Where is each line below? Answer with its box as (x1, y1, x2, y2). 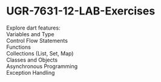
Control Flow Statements (6, 37, 68, 44)
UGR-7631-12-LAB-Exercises (6, 4, 156, 18)
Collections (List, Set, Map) (6, 49, 74, 57)
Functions (6, 43, 31, 51)
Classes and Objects (6, 56, 58, 63)
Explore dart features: (6, 24, 61, 31)
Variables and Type (6, 30, 54, 37)
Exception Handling (6, 69, 55, 76)
